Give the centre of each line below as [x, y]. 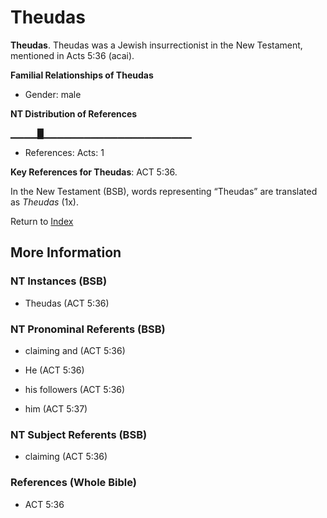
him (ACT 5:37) [56, 408]
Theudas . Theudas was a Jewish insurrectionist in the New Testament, [156, 45]
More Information [66, 252]
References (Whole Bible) [73, 483]
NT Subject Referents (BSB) [79, 434]
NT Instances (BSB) [59, 281]
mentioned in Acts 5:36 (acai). [72, 55]
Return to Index [42, 221]
